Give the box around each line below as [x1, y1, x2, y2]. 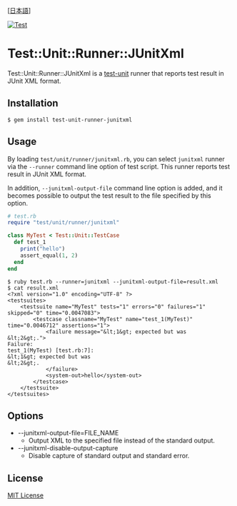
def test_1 [14, 238, 46, 246]
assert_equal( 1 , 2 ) [20, 252, 79, 259]
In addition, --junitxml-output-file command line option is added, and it [7, 183, 223, 192]
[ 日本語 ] [7, 6, 31, 14]
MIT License [7, 491, 44, 500]
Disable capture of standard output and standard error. [28, 452, 190, 460]
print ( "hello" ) [20, 246, 66, 253]
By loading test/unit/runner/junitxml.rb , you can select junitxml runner [7, 154, 225, 163]
